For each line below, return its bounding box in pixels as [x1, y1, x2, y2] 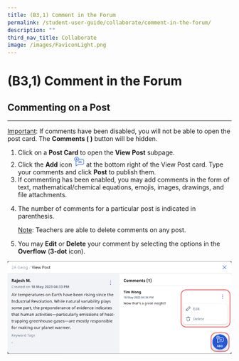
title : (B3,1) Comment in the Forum [7, 11, 116, 19]
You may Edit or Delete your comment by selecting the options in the [17, 239, 221, 248]
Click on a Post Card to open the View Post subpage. [17, 148, 175, 157]
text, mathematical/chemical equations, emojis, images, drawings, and [17, 183, 224, 192]
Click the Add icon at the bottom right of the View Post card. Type [17, 160, 224, 169]
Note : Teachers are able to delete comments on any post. [17, 226, 186, 234]
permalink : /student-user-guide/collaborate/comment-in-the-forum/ [7, 19, 212, 26]
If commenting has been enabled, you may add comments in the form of [17, 175, 230, 184]
